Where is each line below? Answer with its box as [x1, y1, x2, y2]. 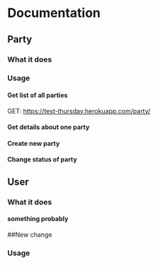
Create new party [7, 139, 60, 147]
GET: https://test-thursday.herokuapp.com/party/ [7, 106, 151, 115]
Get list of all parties [7, 91, 68, 100]
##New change [7, 230, 52, 239]
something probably [7, 215, 69, 223]
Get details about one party [7, 123, 90, 132]
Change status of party [7, 155, 77, 164]
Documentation [7, 5, 101, 21]
